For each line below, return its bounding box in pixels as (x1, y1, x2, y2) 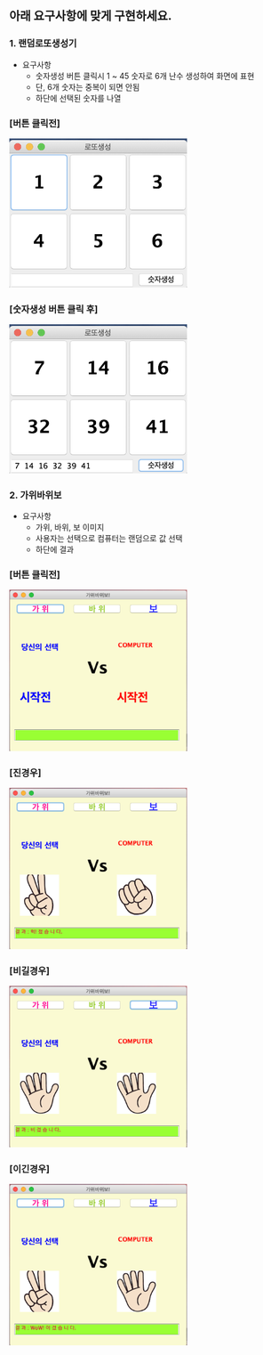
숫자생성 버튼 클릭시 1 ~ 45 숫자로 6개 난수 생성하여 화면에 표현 (35, 70, 255, 81)
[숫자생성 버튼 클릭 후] (9, 303, 99, 315)
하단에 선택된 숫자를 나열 (35, 93, 122, 103)
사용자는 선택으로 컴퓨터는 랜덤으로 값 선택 (35, 533, 184, 544)
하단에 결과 (35, 544, 74, 555)
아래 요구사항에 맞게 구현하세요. (9, 8, 172, 24)
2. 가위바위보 (9, 489, 62, 501)
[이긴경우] (9, 1163, 51, 1175)
